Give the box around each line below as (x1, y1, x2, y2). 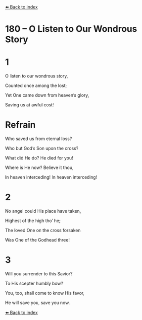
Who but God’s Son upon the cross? (5, 146, 79, 152)
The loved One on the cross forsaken (5, 228, 81, 233)
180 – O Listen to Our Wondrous (5, 23, 138, 35)
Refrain (5, 119, 36, 131)
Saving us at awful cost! (5, 102, 54, 108)
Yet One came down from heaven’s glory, (5, 92, 89, 98)
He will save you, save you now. (5, 300, 70, 306)
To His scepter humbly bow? (5, 280, 63, 286)
